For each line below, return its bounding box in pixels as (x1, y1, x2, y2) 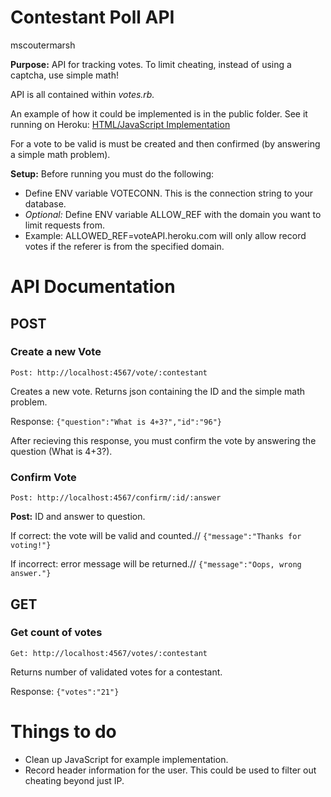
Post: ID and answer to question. (10, 511, 146, 523)
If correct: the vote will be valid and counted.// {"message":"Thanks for (10, 530, 302, 542)
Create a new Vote (10, 345, 102, 359)
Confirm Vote (10, 470, 77, 484)
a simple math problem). (10, 148, 111, 160)
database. (24, 197, 67, 210)
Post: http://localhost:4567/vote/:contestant (10, 367, 208, 378)
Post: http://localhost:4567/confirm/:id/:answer (10, 493, 222, 503)
